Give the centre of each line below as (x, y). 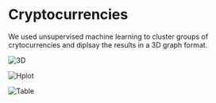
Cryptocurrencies (68, 15)
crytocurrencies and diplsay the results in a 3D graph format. (108, 44)
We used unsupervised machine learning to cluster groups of (108, 36)
